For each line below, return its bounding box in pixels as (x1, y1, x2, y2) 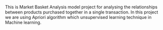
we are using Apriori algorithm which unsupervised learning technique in (5, 15, 152, 20)
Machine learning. (5, 19, 42, 25)
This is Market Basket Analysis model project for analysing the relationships (5, 4, 158, 10)
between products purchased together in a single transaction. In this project (5, 9, 158, 15)
